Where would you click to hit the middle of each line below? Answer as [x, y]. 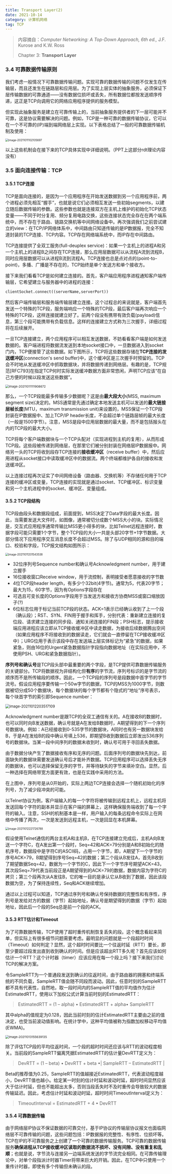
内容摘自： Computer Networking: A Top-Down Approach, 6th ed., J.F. [92, 39]
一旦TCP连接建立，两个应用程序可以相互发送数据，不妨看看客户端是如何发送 [86, 338]
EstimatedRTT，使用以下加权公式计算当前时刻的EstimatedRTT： [73, 994]
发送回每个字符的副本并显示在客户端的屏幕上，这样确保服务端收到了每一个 [84, 807]
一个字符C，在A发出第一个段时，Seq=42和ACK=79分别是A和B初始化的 [84, 844]
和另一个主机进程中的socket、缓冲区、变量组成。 [57, 488]
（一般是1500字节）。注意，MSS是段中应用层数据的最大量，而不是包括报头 [84, 421]
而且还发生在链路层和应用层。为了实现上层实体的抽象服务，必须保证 [90, 88]
